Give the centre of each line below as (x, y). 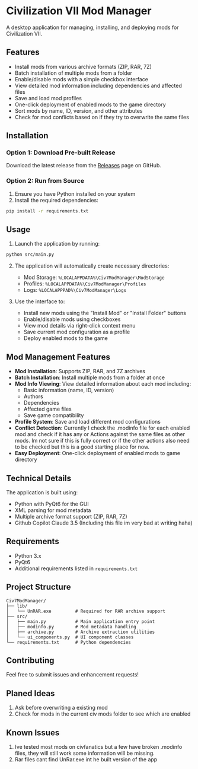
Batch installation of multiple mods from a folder (73, 73)
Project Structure (39, 587)
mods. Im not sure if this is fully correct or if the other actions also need (102, 441)
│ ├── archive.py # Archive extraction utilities (81, 632)
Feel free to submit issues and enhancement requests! (73, 675)
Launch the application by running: (57, 244)
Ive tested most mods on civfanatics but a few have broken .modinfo (98, 746)
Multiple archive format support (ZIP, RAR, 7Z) (71, 516)
